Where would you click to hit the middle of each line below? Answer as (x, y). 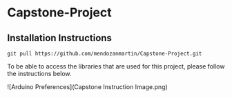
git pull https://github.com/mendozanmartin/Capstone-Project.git (105, 53)
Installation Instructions (60, 38)
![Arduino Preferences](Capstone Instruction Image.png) (87, 87)
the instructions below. (39, 74)
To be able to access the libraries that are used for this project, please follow (116, 66)
